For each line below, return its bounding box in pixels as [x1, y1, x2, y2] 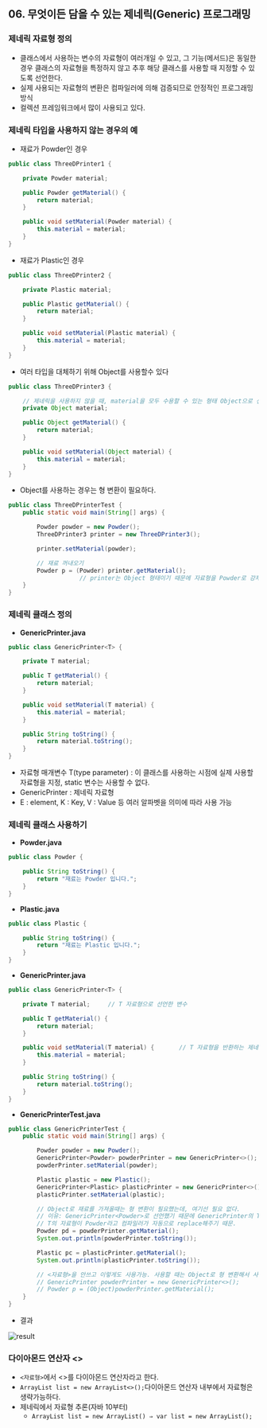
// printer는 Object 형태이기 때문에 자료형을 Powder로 [79, 574, 246, 582]
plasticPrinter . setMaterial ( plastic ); [37, 1190, 165, 1199]
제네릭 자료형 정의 [8, 33, 73, 45]
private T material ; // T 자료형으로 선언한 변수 [22, 1000, 188, 1008]
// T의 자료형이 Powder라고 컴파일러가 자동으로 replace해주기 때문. [37, 1220, 237, 1228]
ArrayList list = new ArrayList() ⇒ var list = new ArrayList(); [31, 1413, 253, 1421]
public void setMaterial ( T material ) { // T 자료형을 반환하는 [22, 1044, 245, 1052]
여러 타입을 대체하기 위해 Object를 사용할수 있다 [19, 367, 169, 376]
